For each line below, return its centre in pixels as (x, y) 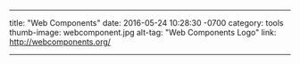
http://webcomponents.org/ (60, 42)
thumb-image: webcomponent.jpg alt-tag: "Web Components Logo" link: (143, 32)
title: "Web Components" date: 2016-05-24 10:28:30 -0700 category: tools (146, 23)
